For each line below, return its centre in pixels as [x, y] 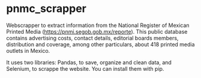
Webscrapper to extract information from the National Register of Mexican [98, 25]
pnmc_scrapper [46, 9]
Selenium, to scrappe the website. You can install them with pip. [85, 68]
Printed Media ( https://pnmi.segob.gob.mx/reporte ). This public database [97, 31]
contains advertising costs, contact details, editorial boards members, [92, 38]
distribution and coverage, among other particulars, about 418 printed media [100, 44]
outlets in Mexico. [28, 50]
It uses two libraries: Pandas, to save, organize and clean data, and [89, 62]
